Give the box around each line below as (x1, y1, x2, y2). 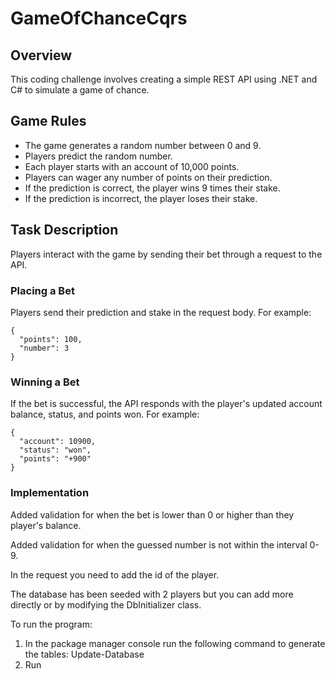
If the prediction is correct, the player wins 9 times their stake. (24, 182, 281, 194)
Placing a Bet (10, 283, 75, 297)
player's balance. (10, 519, 82, 531)
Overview (10, 47, 73, 64)
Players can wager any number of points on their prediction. (24, 171, 273, 183)
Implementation (10, 486, 90, 500)
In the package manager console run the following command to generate (24, 637, 326, 649)
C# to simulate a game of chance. (10, 84, 150, 96)
